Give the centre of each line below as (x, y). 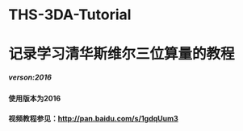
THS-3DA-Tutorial (70, 15)
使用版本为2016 (35, 99)
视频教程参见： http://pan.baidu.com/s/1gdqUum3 (94, 118)
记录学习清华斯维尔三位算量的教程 (122, 54)
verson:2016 (30, 77)
